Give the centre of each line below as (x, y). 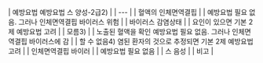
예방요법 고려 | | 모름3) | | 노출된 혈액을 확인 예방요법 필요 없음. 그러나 (123, 31)
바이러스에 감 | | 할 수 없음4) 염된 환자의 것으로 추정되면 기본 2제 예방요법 (141, 41)
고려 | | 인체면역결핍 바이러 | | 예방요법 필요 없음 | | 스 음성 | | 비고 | (111, 51)
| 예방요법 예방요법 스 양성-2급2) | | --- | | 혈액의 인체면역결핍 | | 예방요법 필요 (128, 12)
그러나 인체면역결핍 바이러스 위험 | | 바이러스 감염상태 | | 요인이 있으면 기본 (133, 22)
